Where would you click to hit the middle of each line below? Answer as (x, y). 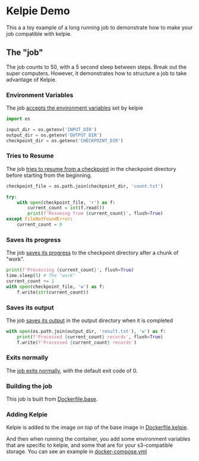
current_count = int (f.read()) (66, 208)
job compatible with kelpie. (39, 33)
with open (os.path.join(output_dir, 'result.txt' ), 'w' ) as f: (86, 331)
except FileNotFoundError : (40, 219)
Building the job (29, 386)
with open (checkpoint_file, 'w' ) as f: (56, 286)
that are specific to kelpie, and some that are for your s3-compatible (90, 446)
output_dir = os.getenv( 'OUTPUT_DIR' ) (54, 135)
